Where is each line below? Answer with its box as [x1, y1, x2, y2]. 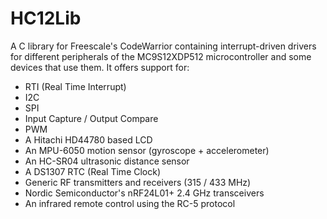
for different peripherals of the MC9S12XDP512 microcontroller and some [10, 50, 312, 62]
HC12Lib [10, 7, 82, 30]
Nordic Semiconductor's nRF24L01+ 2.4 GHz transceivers [24, 187, 265, 199]
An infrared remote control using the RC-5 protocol [24, 197, 236, 209]
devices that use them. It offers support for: [10, 61, 190, 73]
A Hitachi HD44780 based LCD [24, 133, 153, 146]
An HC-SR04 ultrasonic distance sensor [24, 155, 190, 167]
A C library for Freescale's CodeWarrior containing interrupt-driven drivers [10, 40, 317, 52]
